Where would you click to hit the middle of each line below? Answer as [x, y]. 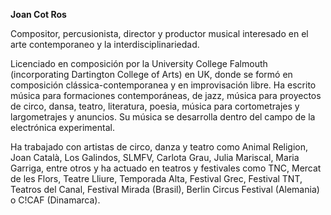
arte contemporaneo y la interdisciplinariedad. [105, 44]
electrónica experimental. [62, 127]
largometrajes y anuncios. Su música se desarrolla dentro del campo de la [163, 117]
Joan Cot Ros [38, 14]
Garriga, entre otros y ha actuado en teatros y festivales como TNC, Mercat [166, 168]
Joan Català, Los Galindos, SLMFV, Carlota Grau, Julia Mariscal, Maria [155, 157]
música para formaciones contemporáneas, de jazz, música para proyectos [166, 95]
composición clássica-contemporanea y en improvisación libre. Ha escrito [163, 85]
